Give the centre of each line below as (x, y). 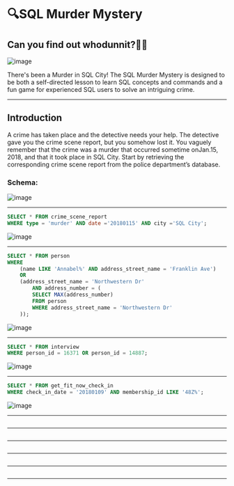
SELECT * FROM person (39, 256)
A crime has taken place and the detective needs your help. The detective (113, 134)
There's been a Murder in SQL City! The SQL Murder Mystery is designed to (116, 75)
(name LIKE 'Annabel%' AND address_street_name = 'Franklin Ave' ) (118, 269)
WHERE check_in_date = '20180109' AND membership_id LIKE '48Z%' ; (106, 392)
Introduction (35, 118)
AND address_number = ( (67, 288)
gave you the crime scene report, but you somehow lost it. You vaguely (109, 142)
